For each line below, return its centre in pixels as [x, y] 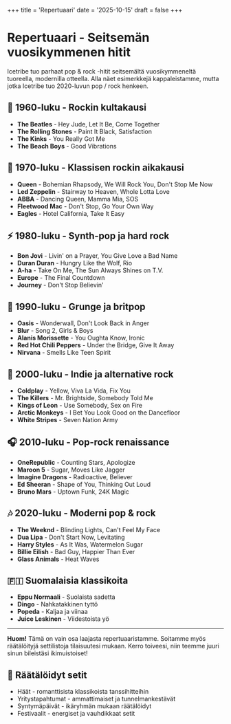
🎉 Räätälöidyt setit [47, 675]
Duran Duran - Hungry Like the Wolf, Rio [75, 263]
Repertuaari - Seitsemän [78, 38]
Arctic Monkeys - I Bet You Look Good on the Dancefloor [99, 413]
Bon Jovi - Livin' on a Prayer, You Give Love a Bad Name [97, 256]
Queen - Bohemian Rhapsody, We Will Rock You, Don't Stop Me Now [115, 184]
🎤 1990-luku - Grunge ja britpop [76, 306]
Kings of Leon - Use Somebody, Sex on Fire [80, 405]
